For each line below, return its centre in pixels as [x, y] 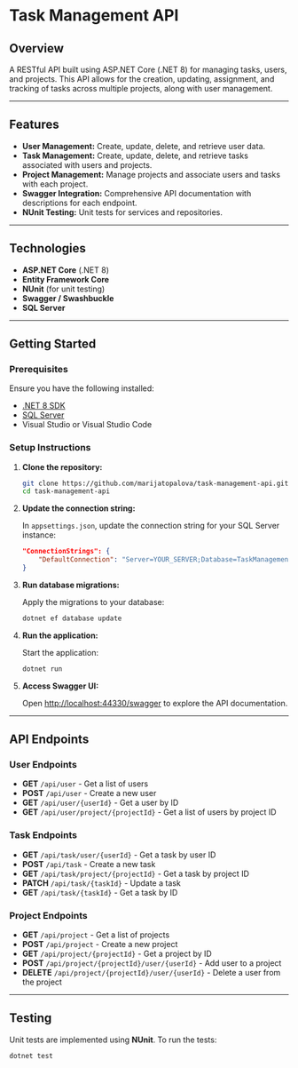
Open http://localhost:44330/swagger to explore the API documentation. [155, 703]
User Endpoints [43, 765]
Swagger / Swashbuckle [68, 298]
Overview [37, 48]
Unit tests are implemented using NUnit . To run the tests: [113, 1040]
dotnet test [31, 1056]
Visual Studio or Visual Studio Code [87, 425]
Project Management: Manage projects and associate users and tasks [151, 174]
